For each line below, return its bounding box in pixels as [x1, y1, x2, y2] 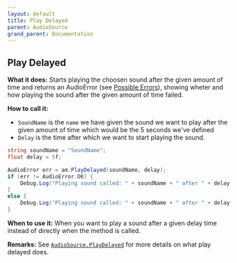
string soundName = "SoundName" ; [7, 147, 106, 154]
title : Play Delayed [7, 17, 69, 24]
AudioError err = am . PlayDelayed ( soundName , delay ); [7, 166, 167, 173]
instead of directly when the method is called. [7, 226, 141, 235]
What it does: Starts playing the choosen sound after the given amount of [7, 75, 224, 84]
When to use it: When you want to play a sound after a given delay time [7, 218, 217, 227]
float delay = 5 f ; [7, 154, 62, 161]
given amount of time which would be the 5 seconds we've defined [17, 126, 214, 134]
